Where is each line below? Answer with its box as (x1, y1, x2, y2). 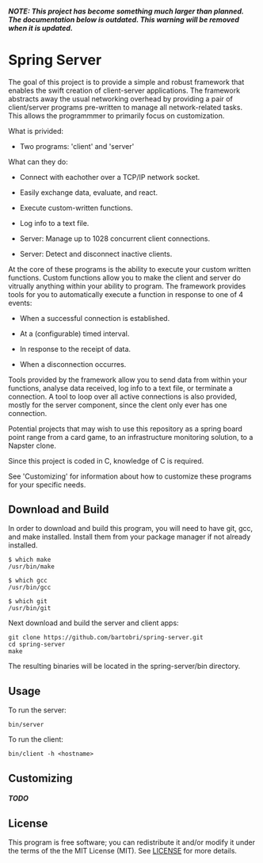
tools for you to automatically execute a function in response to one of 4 (8, 289, 244, 299)
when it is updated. (8, 23, 74, 32)
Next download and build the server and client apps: (8, 618, 180, 628)
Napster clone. (8, 441, 57, 450)
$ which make (8, 556, 51, 564)
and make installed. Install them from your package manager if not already (8, 532, 251, 542)
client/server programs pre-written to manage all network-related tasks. (8, 102, 243, 112)
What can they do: (8, 157, 69, 166)
